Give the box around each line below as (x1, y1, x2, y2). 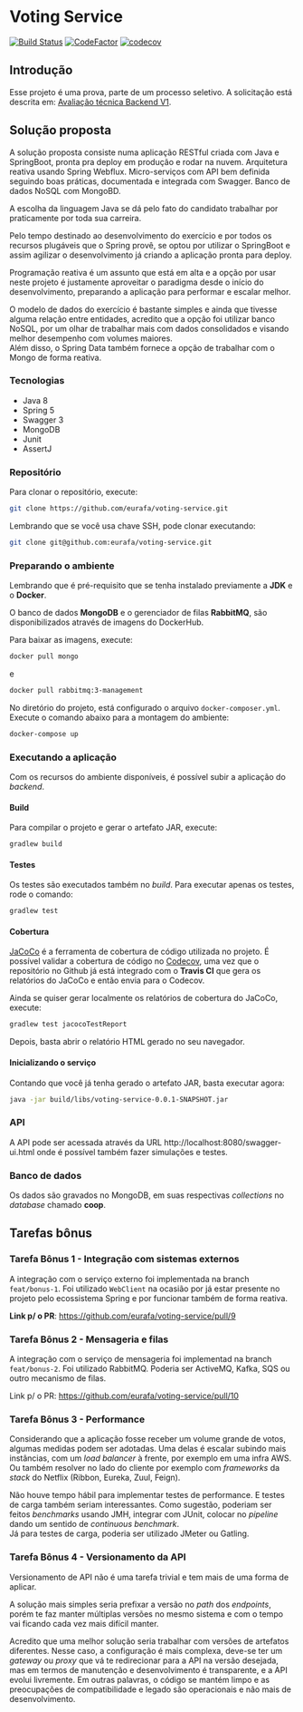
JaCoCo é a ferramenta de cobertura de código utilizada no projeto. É (9, 946, 270, 958)
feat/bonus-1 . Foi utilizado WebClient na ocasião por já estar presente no (9, 1283, 280, 1294)
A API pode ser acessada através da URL (9, 1136, 163, 1148)
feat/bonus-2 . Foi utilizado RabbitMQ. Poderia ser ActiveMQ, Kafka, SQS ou (9, 1363, 291, 1375)
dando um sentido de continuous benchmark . (9, 1519, 180, 1530)
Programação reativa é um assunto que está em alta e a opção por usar (9, 267, 277, 277)
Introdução (9, 63, 73, 78)
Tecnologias (9, 374, 65, 387)
